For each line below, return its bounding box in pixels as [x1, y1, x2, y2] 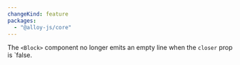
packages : [7, 17, 37, 24]
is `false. [7, 51, 33, 59]
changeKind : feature [7, 10, 69, 18]
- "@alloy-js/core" [14, 24, 72, 31]
